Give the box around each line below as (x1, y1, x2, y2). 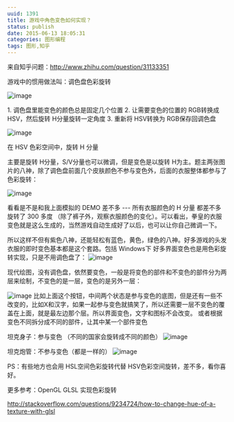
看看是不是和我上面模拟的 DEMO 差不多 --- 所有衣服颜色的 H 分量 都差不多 (7, 204, 221, 211)
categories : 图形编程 (7, 36, 66, 43)
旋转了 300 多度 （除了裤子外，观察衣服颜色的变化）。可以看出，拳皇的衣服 (7, 212, 223, 220)
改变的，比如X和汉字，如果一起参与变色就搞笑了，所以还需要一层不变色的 (7, 301, 219, 308)
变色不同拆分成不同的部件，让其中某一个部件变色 (7, 318, 148, 326)
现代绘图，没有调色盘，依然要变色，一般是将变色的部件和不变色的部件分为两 (7, 268, 227, 276)
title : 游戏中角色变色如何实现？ (7, 17, 92, 24)
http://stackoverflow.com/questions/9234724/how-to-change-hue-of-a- (7, 400, 216, 408)
